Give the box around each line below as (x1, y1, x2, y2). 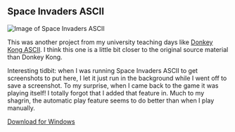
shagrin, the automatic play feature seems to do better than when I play (7, 96, 215, 105)
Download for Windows (7, 117, 75, 126)
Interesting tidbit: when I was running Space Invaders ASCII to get (7, 66, 198, 74)
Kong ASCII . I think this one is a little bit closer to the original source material (7, 45, 229, 53)
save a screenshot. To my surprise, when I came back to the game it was (7, 81, 219, 90)
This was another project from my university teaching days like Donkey (7, 38, 213, 46)
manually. (7, 103, 35, 112)
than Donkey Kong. (7, 53, 63, 61)
